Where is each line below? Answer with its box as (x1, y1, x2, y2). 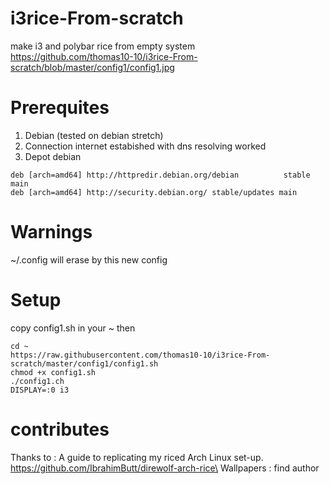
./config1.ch (10, 376, 65, 386)
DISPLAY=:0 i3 (10, 385, 70, 395)
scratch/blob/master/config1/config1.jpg (10, 61, 175, 73)
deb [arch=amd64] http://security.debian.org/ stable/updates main (10, 187, 298, 197)
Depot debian (24, 150, 82, 162)
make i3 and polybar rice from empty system (10, 40, 196, 52)
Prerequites (10, 97, 110, 119)
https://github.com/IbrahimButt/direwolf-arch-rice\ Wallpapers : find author (10, 462, 320, 474)
